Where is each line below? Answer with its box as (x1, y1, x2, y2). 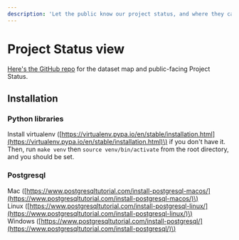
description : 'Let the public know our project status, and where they (7, 10, 224, 18)
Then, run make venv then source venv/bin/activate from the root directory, (7, 145, 229, 153)
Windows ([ (7, 217, 41, 225)
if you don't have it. (169, 138, 226, 146)
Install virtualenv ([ (7, 130, 62, 138)
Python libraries (7, 114, 64, 124)
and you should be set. (7, 153, 75, 161)
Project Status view (7, 40, 125, 57)
